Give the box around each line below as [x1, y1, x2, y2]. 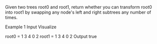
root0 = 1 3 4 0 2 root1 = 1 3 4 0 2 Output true [5, 34, 97, 39]
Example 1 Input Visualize [5, 24, 57, 30]
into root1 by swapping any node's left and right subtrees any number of [5, 9, 152, 15]
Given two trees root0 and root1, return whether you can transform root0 [5, 4, 153, 10]
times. [5, 15, 18, 20]
